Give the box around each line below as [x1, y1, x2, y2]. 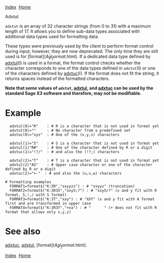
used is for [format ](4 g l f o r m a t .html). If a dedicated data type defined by [5, 53, 151, 60]
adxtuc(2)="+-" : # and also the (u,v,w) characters [9, 171, 122, 176]
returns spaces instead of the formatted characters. [5, 76, 110, 81]
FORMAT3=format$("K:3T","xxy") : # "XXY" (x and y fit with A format [9, 196, 155, 202]
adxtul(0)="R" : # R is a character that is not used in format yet [9, 124, 160, 129]
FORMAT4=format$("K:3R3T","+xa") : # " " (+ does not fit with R [9, 205, 157, 210]
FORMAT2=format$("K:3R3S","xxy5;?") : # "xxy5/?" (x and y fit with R [9, 188, 157, 193]
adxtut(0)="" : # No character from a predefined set [9, 128, 131, 133]
